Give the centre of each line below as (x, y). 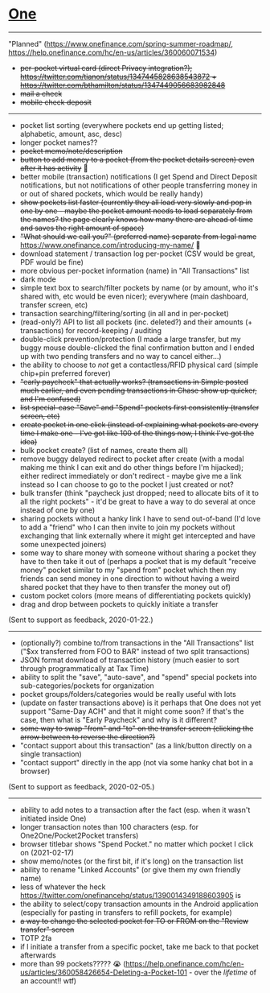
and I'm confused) (50, 398)
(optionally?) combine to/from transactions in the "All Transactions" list (137, 643)
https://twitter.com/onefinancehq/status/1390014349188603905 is (130, 895)
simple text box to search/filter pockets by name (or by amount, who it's (139, 287)
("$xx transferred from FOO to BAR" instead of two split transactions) (135, 651)
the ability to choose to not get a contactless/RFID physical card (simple (139, 365)
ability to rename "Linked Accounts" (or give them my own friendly (130, 869)
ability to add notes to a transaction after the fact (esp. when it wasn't (135, 810)
